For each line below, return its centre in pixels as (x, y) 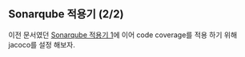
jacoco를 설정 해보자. (42, 44)
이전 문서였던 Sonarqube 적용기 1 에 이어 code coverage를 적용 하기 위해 (123, 35)
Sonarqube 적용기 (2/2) (66, 14)
